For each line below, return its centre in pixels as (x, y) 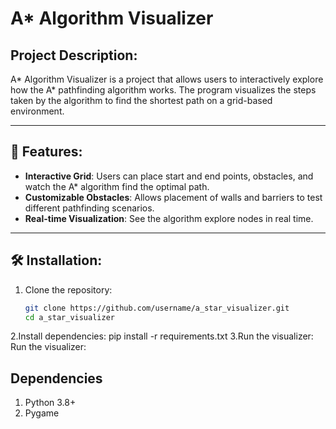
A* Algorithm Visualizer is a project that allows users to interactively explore (167, 79)
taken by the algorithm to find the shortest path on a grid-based (141, 100)
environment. (37, 111)
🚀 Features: (46, 152)
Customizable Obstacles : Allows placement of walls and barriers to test (173, 197)
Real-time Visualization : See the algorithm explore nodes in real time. (169, 218)
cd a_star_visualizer (69, 317)
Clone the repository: (68, 289)
